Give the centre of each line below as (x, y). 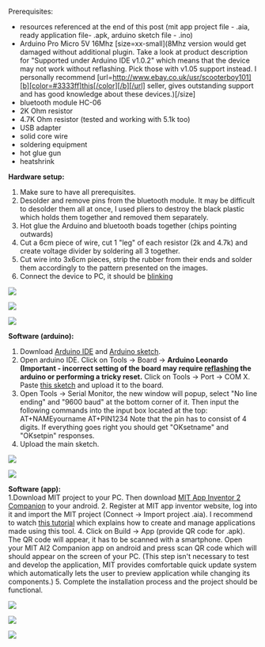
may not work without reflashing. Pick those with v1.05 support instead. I (138, 69)
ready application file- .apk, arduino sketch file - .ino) (106, 35)
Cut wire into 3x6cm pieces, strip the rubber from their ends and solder (136, 259)
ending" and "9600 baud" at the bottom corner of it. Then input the (129, 402)
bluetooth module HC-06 (60, 103)
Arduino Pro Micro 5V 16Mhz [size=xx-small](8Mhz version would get (133, 44)
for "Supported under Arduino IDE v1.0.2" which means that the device (135, 60)
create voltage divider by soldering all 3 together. (100, 251)
